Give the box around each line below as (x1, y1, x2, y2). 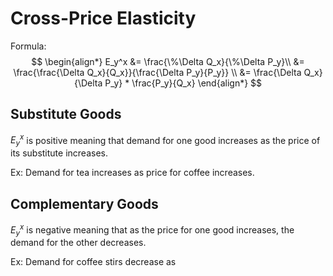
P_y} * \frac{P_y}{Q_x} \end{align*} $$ (104, 77, 263, 89)
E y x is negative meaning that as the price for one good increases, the (10, 222, 295, 238)
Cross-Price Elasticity (10, 7, 197, 30)
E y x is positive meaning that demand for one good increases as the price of (10, 132, 321, 149)
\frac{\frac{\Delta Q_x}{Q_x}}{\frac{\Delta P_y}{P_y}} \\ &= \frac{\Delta (13, 66, 302, 78)
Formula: (10, 40, 47, 52)
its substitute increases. (10, 147, 108, 159)
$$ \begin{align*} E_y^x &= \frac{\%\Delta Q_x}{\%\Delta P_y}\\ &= (31, 55, 305, 67)
